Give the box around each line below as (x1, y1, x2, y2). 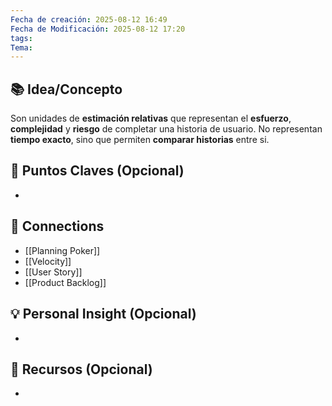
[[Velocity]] (24, 255, 72, 267)
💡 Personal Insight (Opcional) (10, 306, 197, 323)
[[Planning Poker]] (24, 244, 101, 256)
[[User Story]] (24, 266, 83, 278)
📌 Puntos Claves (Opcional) (10, 162, 185, 180)
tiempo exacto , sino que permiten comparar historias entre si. (10, 134, 270, 146)
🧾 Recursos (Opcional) (10, 361, 153, 378)
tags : (10, 33, 33, 43)
